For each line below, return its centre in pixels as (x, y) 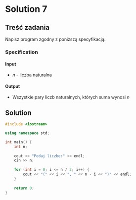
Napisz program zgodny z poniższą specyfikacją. (55, 39)
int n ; (21, 147)
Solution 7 (26, 9)
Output (13, 86)
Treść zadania (27, 27)
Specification (22, 52)
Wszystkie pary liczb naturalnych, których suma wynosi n (71, 97)
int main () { (19, 142)
